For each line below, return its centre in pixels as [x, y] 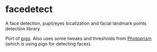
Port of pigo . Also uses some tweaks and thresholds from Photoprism [78, 38]
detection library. [23, 28]
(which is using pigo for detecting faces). [49, 43]
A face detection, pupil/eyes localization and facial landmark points [76, 23]
